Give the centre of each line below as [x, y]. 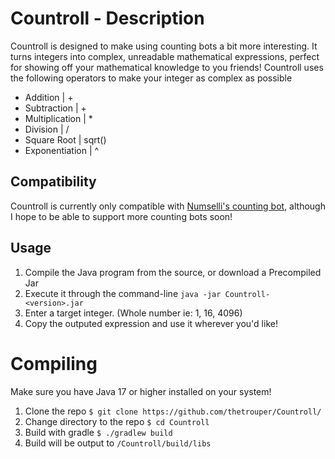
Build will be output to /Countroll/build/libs [118, 443]
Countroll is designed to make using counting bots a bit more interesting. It [164, 46]
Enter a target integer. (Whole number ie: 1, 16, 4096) [133, 313]
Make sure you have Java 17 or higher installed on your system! [141, 391]
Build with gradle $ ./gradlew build [98, 432]
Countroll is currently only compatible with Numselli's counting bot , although [168, 206]
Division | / [47, 129]
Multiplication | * [58, 118]
